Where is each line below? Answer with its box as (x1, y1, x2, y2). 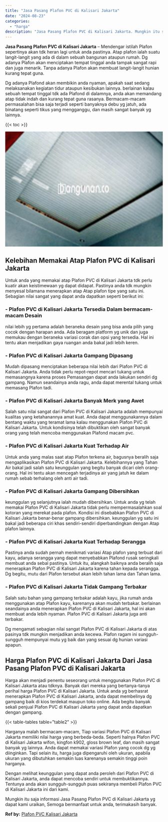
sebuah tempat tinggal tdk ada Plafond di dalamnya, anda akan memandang (5, 91, 161, 97)
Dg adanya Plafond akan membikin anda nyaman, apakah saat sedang (5, 80, 150, 86)
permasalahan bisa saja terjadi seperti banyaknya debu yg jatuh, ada (5, 101, 146, 107)
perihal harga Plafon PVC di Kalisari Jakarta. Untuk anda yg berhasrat (5, 688, 148, 694)
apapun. (5, 642, 22, 648)
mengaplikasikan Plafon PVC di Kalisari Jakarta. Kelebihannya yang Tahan (5, 459, 158, 465)
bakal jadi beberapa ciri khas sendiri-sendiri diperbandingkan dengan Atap (5, 520, 159, 526)
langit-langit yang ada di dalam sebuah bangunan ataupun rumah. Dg (5, 54, 148, 60)
